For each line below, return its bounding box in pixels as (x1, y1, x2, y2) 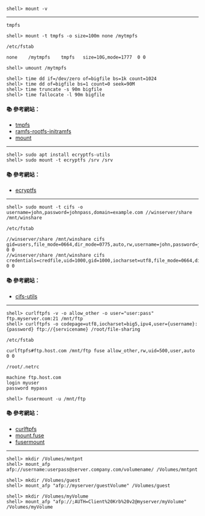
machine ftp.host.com (6, 374, 62, 380)
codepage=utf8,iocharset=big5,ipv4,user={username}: (60, 321, 198, 327)
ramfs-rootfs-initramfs (15, 128, 71, 135)
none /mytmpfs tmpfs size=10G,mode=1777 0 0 (6, 54, 146, 61)
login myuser (6, 380, 40, 386)
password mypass (6, 385, 48, 391)
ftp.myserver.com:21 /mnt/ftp (6, 315, 84, 322)
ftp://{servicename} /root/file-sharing (36, 326, 140, 333)
